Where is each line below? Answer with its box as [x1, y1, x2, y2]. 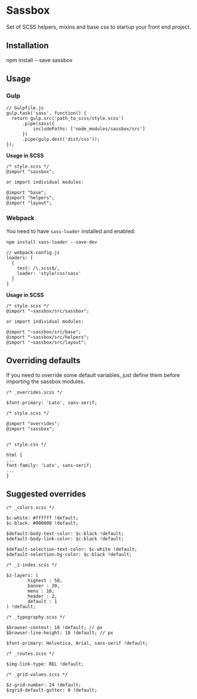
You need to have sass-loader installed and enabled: [6, 227, 136, 234]
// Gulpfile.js [6, 105, 44, 111]
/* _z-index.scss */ [6, 562, 58, 568]
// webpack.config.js [6, 249, 60, 255]
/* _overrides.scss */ [6, 389, 63, 395]
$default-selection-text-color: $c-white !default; [6, 546, 137, 552]
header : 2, [27, 593, 58, 599]
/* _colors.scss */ [6, 505, 55, 511]
